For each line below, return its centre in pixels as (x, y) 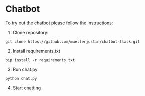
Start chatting (27, 88)
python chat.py (21, 78)
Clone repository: (30, 32)
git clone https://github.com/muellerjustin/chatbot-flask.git (73, 41)
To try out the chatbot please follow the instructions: (59, 23)
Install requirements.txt (36, 51)
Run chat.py (25, 69)
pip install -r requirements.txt (40, 60)
